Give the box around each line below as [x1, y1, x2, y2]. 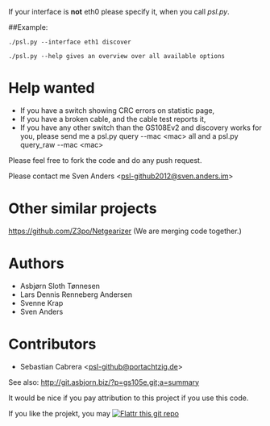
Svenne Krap [19, 298, 64, 307]
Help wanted [8, 79, 95, 98]
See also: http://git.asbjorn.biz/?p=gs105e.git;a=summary [8, 377, 200, 386]
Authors [8, 254, 64, 273]
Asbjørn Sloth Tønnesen [19, 281, 101, 290]
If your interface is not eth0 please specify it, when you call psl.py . [8, 7, 230, 16]
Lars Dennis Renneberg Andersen [19, 290, 133, 299]
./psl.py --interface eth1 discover [8, 38, 131, 46]
